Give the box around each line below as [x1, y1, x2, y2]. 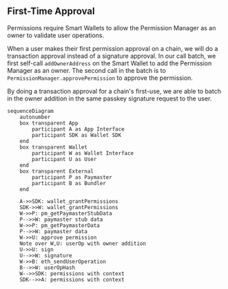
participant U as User [32, 156, 97, 162]
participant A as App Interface [32, 125, 125, 133]
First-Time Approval [7, 6, 95, 17]
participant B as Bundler [32, 180, 107, 186]
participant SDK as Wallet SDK [32, 131, 122, 138]
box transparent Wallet [19, 144, 88, 151]
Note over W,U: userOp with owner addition [19, 240, 147, 247]
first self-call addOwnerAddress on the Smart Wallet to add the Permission [7, 58, 212, 67]
